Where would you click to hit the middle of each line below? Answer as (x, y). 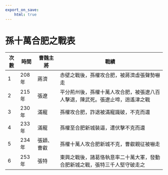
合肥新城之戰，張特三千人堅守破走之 (102, 165)
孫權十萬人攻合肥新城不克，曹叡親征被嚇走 (110, 144)
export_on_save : (22, 10)
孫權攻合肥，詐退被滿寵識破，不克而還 (105, 112)
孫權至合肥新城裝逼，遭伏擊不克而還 (102, 128)
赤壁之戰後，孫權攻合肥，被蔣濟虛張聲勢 (107, 75)
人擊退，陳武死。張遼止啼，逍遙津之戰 (105, 100)
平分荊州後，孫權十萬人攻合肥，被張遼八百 (110, 92)
